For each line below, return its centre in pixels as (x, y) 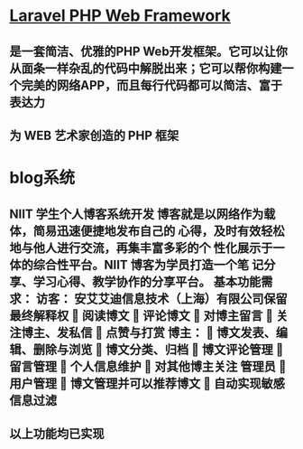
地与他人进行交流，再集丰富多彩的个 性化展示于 (141, 248)
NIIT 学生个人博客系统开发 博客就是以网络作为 (137, 214)
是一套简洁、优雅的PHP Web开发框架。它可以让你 (149, 51)
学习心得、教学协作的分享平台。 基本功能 (147, 281)
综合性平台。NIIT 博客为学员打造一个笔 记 (148, 264)
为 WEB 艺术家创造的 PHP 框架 (94, 135)
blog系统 (42, 178)
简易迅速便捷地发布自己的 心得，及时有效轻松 (159, 231)
